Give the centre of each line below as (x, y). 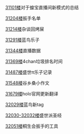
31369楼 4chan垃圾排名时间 (34, 61)
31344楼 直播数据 (23, 51)
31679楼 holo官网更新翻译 (32, 94)
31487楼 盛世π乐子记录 (29, 72)
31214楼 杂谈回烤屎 (25, 29)
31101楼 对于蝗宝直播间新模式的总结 (42, 7)
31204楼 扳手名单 (23, 18)
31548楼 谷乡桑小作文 (27, 83)
